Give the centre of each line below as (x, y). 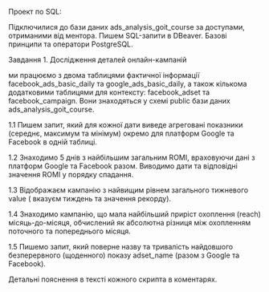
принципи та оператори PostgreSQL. (71, 44)
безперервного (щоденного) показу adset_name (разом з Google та (124, 255)
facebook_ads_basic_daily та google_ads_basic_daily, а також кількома (128, 84)
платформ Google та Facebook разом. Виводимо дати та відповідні (123, 166)
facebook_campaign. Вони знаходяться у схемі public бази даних (119, 101)
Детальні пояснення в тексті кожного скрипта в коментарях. (113, 279)
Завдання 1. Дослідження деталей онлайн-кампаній (98, 60)
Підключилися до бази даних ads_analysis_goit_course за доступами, (126, 27)
